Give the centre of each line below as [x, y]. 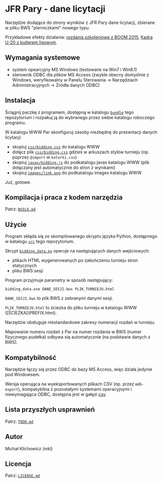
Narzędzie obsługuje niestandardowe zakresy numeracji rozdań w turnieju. [80, 322]
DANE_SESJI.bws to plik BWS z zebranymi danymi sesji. [59, 298]
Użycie [16, 224]
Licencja [18, 464]
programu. [16, 123]
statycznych [24, 266]
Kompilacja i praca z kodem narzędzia [64, 197]
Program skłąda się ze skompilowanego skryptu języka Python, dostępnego [81, 236]
